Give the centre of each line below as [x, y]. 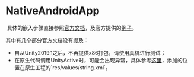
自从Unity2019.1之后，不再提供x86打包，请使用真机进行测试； [90, 53]
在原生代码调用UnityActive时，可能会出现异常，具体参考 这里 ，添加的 [98, 60]
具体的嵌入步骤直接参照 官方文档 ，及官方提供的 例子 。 [72, 28]
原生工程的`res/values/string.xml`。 [68, 67]
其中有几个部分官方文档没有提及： [47, 40]
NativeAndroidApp [53, 11]
